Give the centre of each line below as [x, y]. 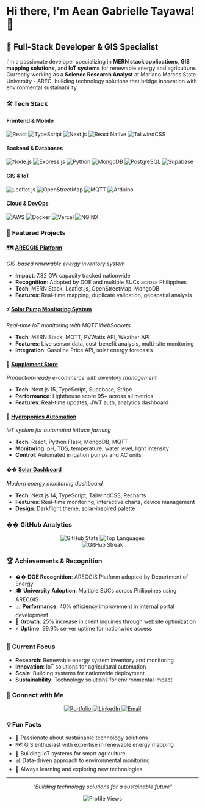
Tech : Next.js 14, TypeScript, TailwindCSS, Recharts [81, 495]
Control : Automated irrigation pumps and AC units [78, 455]
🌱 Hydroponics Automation [41, 417]
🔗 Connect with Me [35, 695]
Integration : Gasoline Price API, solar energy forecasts [84, 350]
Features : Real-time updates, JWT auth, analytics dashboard [92, 402]
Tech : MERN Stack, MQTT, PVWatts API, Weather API [82, 337]
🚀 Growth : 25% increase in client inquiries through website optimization [106, 621]
